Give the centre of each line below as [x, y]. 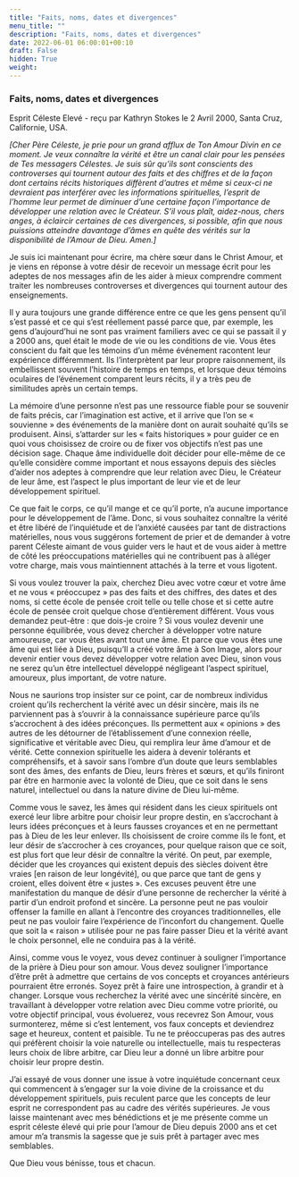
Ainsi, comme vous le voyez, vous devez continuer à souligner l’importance [148, 958]
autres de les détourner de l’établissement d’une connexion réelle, [130, 733]
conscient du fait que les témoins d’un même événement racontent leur [140, 350]
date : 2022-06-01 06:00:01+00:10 [71, 42]
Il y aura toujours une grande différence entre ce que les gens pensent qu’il [148, 313]
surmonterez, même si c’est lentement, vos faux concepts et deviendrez [142, 1024]
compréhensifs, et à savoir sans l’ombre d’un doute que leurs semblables [144, 761]
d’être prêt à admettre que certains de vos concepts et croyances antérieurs [149, 977]
